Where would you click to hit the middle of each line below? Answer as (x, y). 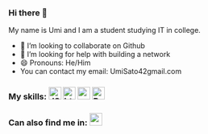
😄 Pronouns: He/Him (55, 63)
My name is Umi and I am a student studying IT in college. (105, 30)
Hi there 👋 (28, 13)
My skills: (27, 97)
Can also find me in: (48, 123)
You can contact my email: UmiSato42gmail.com (101, 71)
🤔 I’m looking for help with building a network (95, 55)
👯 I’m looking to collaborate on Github (82, 46)
